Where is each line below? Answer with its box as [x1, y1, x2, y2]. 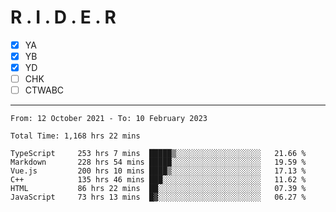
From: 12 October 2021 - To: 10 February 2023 [10, 114, 208, 124]
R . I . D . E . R [10, 6, 117, 29]
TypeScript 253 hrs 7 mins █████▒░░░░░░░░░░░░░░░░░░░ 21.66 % [10, 149, 307, 159]
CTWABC [24, 84, 65, 96]
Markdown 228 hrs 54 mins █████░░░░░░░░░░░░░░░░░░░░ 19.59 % [10, 157, 307, 168]
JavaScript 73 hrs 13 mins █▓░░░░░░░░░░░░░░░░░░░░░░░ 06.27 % [10, 192, 307, 203]
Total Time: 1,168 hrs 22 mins [10, 131, 141, 141]
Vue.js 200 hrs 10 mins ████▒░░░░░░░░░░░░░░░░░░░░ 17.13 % [10, 166, 307, 176]
